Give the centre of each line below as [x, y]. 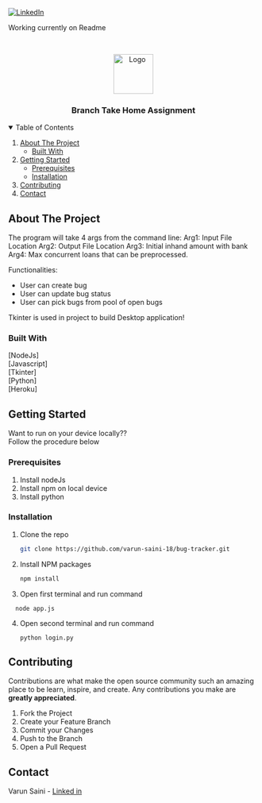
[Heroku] [23, 389]
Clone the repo [44, 534]
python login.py [46, 638]
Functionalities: [33, 270]
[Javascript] [28, 364]
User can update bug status [65, 294]
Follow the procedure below [54, 442]
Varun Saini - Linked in [45, 791]
